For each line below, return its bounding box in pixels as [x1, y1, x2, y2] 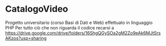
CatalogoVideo [5, 3, 68, 15]
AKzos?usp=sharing [5, 35, 47, 41]
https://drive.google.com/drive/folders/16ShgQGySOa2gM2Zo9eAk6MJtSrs [5, 30, 161, 36]
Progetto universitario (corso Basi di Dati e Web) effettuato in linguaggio [5, 20, 153, 25]
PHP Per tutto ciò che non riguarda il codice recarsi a [5, 24, 114, 30]
